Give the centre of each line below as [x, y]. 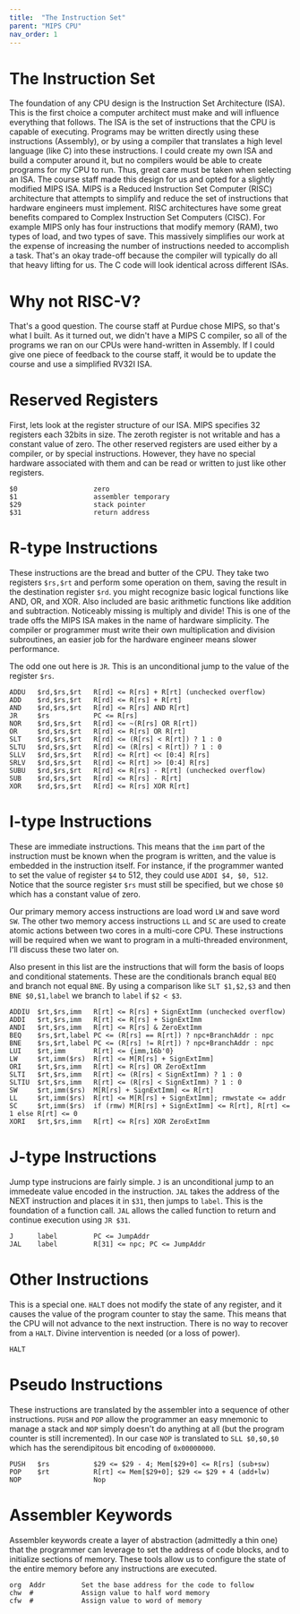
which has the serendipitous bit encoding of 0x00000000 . [113, 1447]
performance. [34, 649]
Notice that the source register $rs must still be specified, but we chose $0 [146, 885]
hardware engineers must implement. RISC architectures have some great [146, 208]
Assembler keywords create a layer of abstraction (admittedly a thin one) [144, 1540]
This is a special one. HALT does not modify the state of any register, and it [146, 1304]
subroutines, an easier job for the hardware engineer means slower [133, 640]
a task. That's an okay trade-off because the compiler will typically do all [143, 255]
